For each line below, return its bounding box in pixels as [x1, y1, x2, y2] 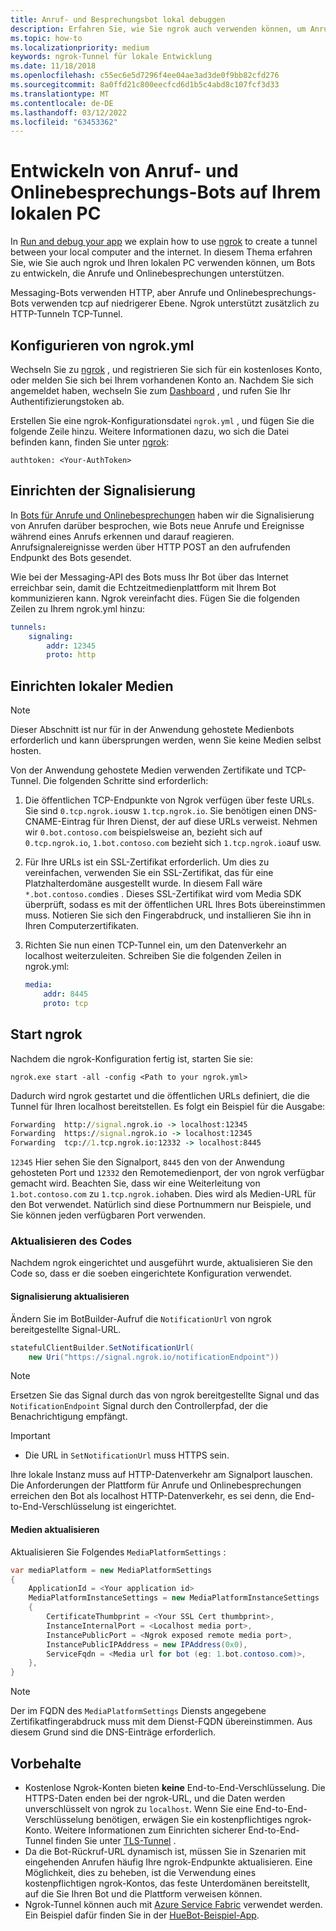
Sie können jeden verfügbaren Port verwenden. [10, 1209, 207, 1221]
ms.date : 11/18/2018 [10, 61, 97, 71]
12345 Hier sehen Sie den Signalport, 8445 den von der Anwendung [10, 1156, 285, 1168]
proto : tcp [43, 998, 89, 1008]
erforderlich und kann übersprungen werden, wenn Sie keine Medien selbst [10, 734, 322, 746]
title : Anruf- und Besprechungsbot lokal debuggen [10, 14, 226, 25]
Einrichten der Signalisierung [10, 482, 196, 500]
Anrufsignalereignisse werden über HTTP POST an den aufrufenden [10, 541, 291, 553]
